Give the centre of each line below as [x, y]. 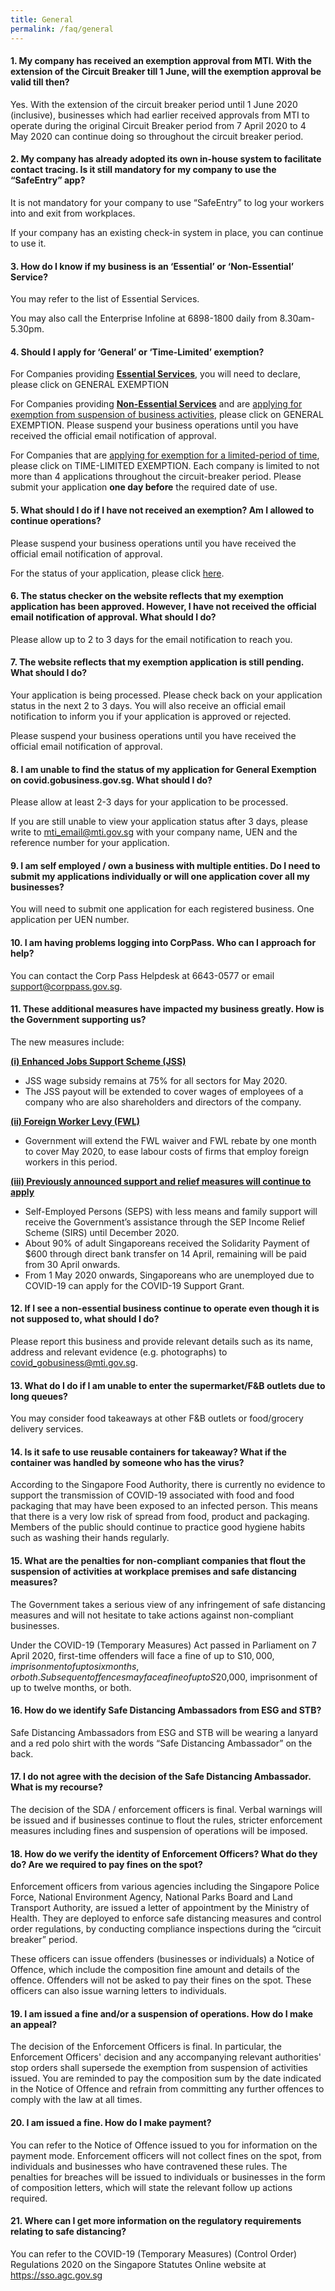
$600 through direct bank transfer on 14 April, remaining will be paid [165, 1253]
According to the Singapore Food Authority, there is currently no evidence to [168, 1485]
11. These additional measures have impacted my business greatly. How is [167, 1009]
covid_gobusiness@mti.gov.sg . [74, 1362]
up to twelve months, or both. [71, 1687]
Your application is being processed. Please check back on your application [166, 695]
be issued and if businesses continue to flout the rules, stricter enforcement [166, 1820]
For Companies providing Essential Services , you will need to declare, [155, 374]
